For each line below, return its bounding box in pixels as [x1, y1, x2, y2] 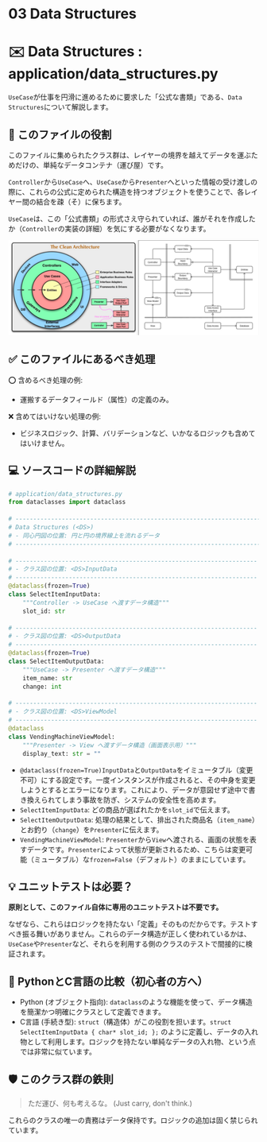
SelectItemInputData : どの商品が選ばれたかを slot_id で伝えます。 [19, 804, 234, 815]
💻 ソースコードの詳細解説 [8, 464, 137, 478]
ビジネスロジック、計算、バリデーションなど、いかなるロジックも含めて [19, 428, 256, 438]
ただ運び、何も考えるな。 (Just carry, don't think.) [27, 1098, 193, 1108]
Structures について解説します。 [8, 103, 113, 112]
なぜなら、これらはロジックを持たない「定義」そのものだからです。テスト [8, 919, 252, 929]
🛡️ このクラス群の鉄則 [8, 1072, 114, 1086]
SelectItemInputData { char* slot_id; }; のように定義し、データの [19, 1027, 245, 1037]
